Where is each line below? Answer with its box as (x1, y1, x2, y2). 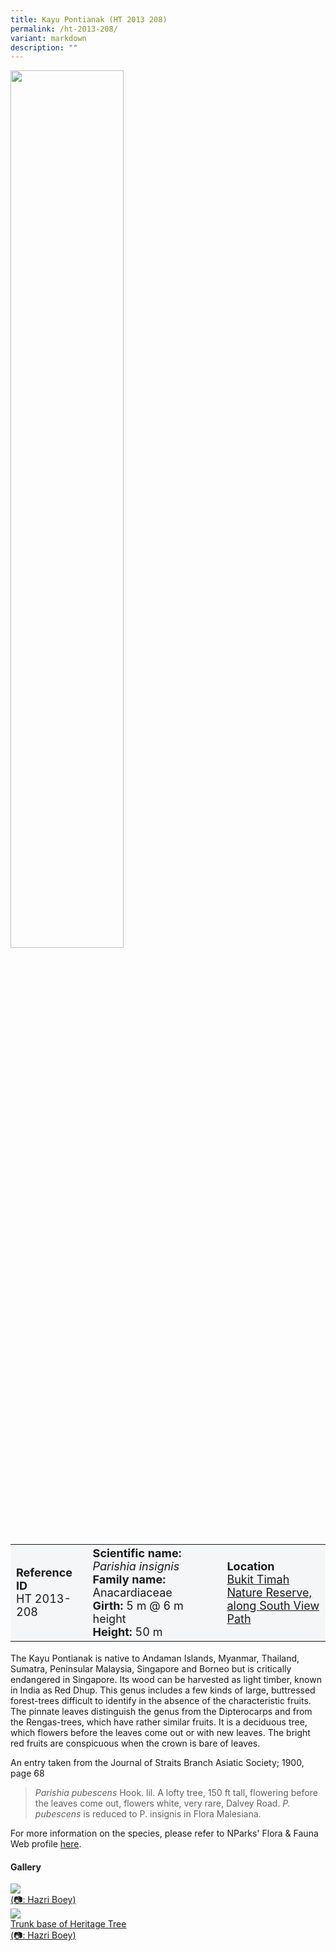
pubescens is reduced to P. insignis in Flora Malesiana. (34, 1808, 262, 1820)
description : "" (10, 42, 78, 53)
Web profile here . (10, 1838, 82, 1850)
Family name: (92, 1572, 166, 1586)
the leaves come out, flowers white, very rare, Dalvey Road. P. (34, 1797, 291, 1809)
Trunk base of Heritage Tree (10, 1918, 127, 1930)
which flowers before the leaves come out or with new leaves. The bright (10, 1727, 311, 1738)
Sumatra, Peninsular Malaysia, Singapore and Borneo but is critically (10, 1663, 292, 1675)
